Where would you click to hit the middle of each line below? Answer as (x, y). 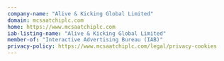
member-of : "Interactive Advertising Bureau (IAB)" (85, 40)
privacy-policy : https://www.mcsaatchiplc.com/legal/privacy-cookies (112, 46)
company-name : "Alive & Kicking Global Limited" (80, 14)
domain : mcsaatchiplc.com (45, 20)
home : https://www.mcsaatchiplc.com (61, 27)
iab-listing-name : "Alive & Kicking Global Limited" (87, 33)
